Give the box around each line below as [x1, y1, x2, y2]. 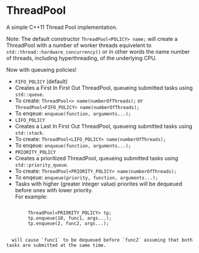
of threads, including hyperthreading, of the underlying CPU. [6, 54, 157, 61]
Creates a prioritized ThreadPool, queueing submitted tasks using [14, 154, 178, 161]
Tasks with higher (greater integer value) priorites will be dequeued [14, 180, 183, 187]
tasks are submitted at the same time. [6, 242, 107, 248]
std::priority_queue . [14, 161, 68, 168]
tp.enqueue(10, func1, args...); [28, 215, 112, 221]
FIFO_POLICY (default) [14, 78, 68, 85]
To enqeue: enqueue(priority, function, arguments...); [14, 173, 159, 181]
